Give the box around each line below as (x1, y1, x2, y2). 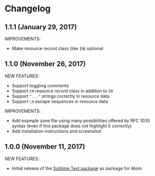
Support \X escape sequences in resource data (11, 98, 108, 104)
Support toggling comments (11, 82, 69, 88)
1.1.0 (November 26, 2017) (4, 60, 86, 68)
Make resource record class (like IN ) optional (11, 46, 103, 51)
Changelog (4, 3, 51, 14)
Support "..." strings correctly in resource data (11, 93, 110, 99)
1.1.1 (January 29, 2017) (4, 23, 77, 31)
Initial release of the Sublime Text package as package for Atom (11, 165, 142, 171)
